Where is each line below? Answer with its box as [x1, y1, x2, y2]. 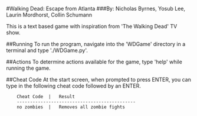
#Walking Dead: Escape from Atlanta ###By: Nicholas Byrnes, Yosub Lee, [6, 5, 186, 12]
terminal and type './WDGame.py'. [6, 47, 88, 54]
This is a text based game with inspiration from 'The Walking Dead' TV [6, 23, 178, 30]
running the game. [6, 65, 51, 72]
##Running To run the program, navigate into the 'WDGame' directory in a [6, 41, 186, 47]
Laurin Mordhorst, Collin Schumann [6, 11, 93, 18]
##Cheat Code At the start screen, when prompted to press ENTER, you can [6, 76, 192, 83]
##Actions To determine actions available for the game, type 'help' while [6, 59, 183, 65]
